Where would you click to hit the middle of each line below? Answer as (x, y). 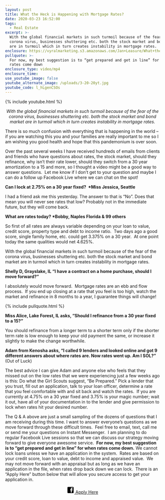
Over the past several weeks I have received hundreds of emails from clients (82, 151)
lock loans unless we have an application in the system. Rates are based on (82, 453)
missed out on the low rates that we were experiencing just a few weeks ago (82, 375)
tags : (11, 23)
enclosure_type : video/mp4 (33, 69)
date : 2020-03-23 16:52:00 (33, 19)
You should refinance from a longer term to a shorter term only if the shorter (82, 330)
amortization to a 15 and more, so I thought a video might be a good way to (81, 167)
